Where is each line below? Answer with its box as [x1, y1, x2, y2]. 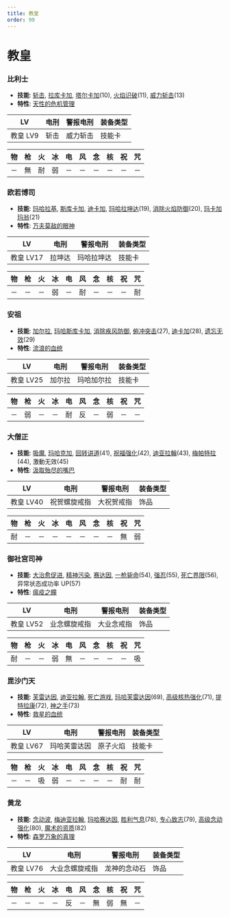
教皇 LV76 [10, 864, 44, 873]
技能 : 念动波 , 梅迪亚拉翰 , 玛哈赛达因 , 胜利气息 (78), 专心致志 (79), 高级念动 [16, 815, 222, 823]
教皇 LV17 [10, 253, 44, 262]
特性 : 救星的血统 [16, 710, 63, 718]
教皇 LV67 [10, 741, 44, 751]
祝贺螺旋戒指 [50, 497, 92, 507]
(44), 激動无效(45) [16, 457, 69, 466]
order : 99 [7, 16, 36, 23]
